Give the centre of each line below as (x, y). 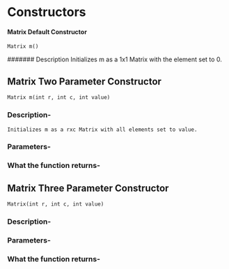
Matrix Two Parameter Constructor (85, 81)
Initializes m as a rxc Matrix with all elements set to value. (102, 130)
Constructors (47, 12)
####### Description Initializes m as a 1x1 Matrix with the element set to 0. (115, 59)
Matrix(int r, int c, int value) (56, 204)
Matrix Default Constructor (47, 31)
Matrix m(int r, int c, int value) (59, 98)
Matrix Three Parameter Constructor (88, 188)
